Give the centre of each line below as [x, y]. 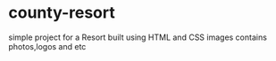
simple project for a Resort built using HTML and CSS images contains [138, 37]
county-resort [62, 13]
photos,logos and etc [47, 46]
